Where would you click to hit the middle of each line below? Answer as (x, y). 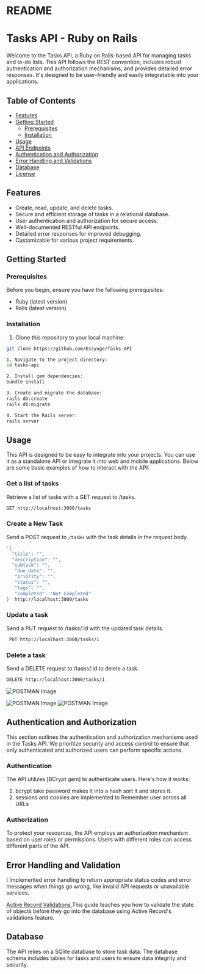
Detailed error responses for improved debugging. (78, 233)
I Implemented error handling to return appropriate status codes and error (99, 880)
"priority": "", (35, 577)
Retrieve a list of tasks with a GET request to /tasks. (71, 497)
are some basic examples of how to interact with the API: (78, 468)
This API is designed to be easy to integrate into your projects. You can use (101, 455)
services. (18, 893)
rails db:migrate (28, 404)
